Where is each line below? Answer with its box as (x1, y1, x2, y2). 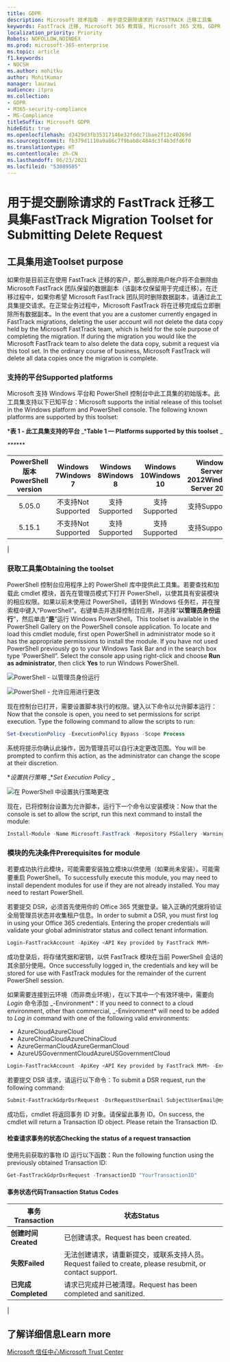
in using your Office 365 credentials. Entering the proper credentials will (7, 919, 210, 927)
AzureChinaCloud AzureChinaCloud (16, 1035, 117, 1043)
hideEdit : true (7, 125, 51, 132)
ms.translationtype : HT (7, 144, 75, 151)
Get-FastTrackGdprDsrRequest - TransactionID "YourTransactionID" (7, 1172, 197, 1179)
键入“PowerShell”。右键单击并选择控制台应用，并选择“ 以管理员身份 (25, 607, 215, 615)
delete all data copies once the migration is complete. (7, 354, 158, 362)
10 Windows (140, 471, 181, 480)
